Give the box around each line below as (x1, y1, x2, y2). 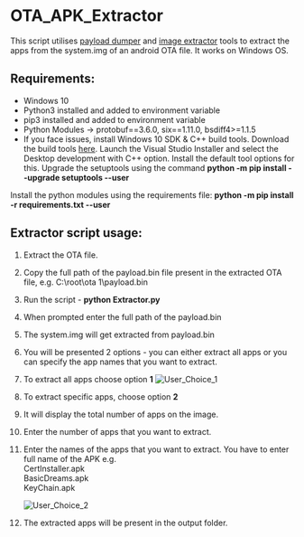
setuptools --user (60, 172, 130, 183)
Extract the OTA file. (23, 250, 98, 260)
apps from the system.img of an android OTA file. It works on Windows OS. (10, 44, 290, 55)
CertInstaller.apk (23, 463, 85, 474)
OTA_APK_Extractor (10, 5, 163, 26)
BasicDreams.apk (23, 472, 89, 484)
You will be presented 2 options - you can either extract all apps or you (23, 346, 288, 357)
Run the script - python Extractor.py (23, 294, 161, 305)
